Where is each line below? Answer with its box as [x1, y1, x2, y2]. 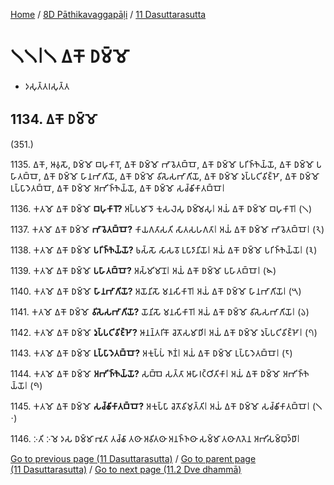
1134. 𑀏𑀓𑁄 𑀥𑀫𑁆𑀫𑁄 [10, 111, 98, 128]
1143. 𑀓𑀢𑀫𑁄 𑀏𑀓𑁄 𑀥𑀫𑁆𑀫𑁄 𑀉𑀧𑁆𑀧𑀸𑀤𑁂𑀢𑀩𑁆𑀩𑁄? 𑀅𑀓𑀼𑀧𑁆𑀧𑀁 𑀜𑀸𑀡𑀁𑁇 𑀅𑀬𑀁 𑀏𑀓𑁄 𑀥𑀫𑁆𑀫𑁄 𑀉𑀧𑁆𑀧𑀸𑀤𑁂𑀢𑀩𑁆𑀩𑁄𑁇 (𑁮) [10, 347, 293, 359]
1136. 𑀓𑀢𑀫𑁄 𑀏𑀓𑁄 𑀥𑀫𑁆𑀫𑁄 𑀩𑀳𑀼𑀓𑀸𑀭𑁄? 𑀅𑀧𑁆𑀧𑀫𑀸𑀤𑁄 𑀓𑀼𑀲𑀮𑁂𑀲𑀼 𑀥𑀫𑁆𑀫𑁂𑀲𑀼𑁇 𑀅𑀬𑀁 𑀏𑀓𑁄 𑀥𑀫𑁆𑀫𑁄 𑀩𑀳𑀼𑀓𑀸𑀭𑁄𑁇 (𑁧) [10, 202, 313, 214]
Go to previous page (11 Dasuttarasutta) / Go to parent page [10, 452, 257, 464]
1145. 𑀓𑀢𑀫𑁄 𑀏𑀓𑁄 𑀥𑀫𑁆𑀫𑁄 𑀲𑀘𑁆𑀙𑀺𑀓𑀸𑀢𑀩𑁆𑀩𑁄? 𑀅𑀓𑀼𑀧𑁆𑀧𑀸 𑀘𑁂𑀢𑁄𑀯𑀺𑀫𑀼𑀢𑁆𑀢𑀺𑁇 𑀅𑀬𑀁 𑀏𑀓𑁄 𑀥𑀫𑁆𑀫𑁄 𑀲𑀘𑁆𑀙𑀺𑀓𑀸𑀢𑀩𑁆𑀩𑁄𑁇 [10, 400, 311, 412]
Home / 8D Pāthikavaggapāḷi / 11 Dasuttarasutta [10, 9, 207, 20]
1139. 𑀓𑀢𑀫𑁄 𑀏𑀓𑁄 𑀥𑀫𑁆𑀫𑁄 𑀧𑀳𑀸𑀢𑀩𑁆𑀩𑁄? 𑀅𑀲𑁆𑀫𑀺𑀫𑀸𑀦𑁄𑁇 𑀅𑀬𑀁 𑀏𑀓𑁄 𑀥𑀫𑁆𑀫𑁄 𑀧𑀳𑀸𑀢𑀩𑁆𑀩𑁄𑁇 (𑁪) [10, 264, 277, 276]
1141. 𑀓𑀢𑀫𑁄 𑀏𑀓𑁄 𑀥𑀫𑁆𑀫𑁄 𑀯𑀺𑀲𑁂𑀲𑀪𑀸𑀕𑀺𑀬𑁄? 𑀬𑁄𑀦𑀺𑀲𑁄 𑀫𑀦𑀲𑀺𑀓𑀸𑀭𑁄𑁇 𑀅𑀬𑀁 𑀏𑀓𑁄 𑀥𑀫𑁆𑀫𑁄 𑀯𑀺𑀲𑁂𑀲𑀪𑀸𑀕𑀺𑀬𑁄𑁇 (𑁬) [10, 305, 310, 318]
